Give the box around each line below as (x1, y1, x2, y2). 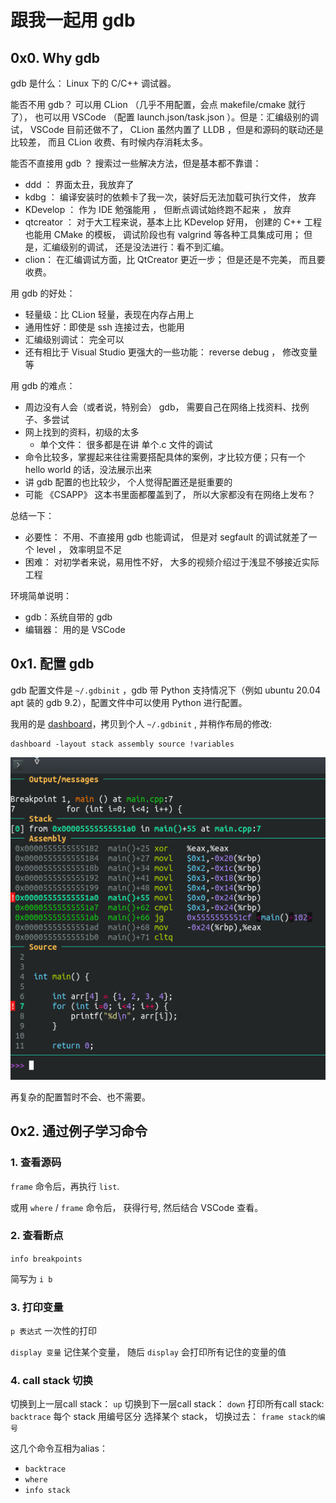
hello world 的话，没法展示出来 (24, 464, 153, 475)
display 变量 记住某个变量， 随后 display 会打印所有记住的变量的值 (10, 1346, 287, 1358)
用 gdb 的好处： (10, 287, 76, 299)
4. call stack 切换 (10, 1374, 93, 1388)
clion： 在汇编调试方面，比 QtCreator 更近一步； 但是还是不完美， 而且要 (24, 254, 326, 265)
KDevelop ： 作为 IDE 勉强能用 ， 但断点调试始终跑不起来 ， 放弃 (24, 204, 292, 215)
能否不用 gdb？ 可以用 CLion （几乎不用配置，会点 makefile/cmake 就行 (10, 99, 307, 110)
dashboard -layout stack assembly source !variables (10, 739, 235, 749)
